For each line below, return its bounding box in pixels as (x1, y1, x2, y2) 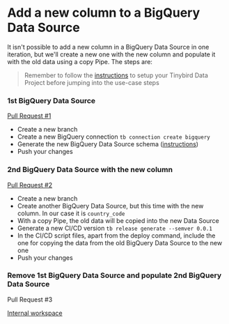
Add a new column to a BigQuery (7, 5, 200, 21)
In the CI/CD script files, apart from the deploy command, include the (17, 231, 216, 240)
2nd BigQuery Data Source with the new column (7, 165, 173, 175)
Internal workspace (7, 309, 63, 317)
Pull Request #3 (7, 295, 53, 304)
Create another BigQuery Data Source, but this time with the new (17, 201, 204, 210)
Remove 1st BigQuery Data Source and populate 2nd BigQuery (7, 270, 222, 280)
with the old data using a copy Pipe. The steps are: (7, 57, 153, 65)
